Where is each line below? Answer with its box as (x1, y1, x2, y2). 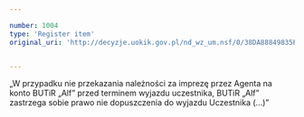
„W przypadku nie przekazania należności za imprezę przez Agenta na (9, 78, 273, 89)
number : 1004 (9, 21, 59, 30)
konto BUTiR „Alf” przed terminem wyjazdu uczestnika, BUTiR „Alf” (9, 87, 260, 99)
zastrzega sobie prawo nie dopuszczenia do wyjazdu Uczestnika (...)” (9, 97, 270, 108)
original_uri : (9, 38, 63, 47)
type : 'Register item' (9, 29, 95, 39)
